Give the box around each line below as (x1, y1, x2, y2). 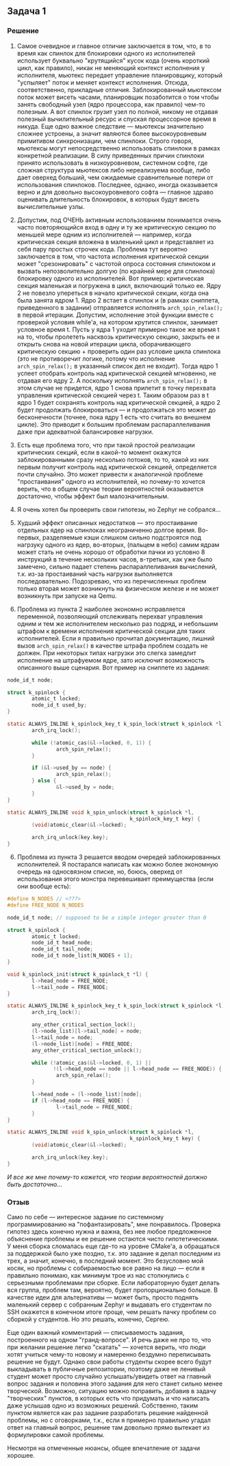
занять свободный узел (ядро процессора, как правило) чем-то (16, 100, 205, 109)
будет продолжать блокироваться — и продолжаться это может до (16, 406, 216, 414)
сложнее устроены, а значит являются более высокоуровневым (16, 129, 207, 137)
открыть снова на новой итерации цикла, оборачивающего (16, 340, 192, 348)
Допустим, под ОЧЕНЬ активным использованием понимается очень (16, 216, 221, 224)
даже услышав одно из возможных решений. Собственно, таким (7, 1401, 199, 1410)
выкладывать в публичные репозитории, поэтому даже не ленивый (7, 1365, 206, 1373)
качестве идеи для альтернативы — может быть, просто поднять (7, 1293, 199, 1302)
